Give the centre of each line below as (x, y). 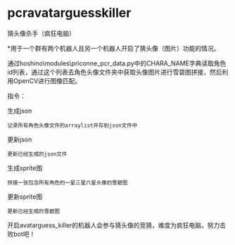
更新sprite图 (25, 196)
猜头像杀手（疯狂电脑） (41, 33)
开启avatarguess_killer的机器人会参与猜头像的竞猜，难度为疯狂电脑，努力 (114, 225)
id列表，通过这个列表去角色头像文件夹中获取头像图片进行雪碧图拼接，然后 (115, 72)
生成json (20, 111)
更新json (20, 139)
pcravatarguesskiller (69, 13)
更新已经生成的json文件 (37, 154)
